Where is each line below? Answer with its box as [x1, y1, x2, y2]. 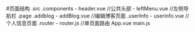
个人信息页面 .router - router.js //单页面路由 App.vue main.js [6, 20, 150, 26]
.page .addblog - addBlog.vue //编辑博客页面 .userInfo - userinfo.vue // [17, 12, 189, 19]
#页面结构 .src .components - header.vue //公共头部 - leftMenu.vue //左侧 [6, 5, 184, 12]
